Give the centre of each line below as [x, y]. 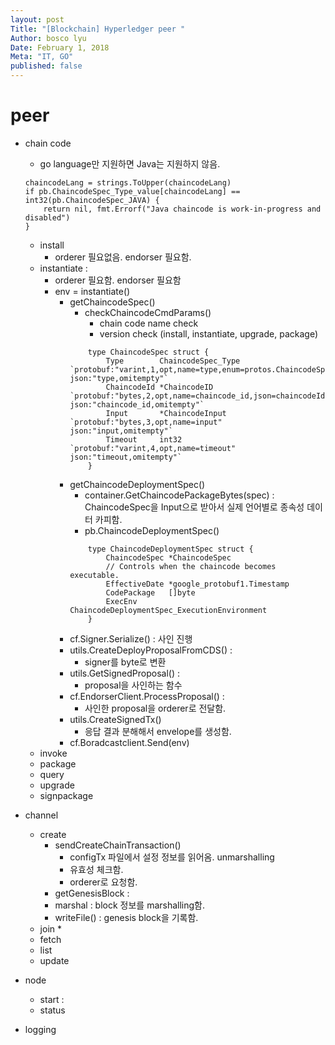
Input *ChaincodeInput [166, 413]
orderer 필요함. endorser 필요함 [118, 280]
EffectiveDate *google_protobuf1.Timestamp [197, 584]
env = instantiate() [92, 291]
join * [50, 928]
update [54, 960]
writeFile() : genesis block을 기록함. [126, 917]
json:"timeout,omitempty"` [126, 457]
